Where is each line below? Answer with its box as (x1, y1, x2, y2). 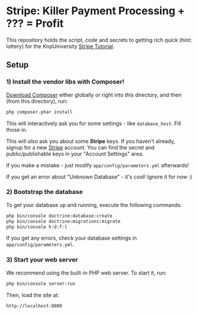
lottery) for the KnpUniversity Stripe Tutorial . (6, 43, 114, 50)
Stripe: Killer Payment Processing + (6, 4, 185, 18)
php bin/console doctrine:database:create (6, 212, 113, 219)
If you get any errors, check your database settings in (6, 234, 138, 241)
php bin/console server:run (6, 281, 76, 287)
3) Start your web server (6, 256, 78, 264)
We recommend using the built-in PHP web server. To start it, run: (6, 269, 167, 276)
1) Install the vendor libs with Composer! (6, 78, 124, 86)
